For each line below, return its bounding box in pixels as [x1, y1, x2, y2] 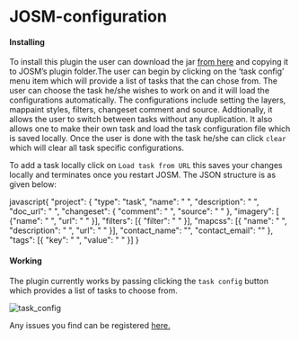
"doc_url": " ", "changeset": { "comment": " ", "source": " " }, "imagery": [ [9, 206, 280, 217]
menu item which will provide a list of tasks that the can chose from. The [9, 76, 278, 86]
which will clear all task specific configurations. [9, 142, 185, 154]
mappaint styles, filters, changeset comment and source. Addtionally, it [9, 104, 273, 115]
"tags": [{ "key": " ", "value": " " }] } [9, 235, 139, 246]
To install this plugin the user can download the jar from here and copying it [9, 57, 289, 67]
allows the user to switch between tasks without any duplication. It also [9, 114, 273, 125]
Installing [9, 36, 45, 47]
